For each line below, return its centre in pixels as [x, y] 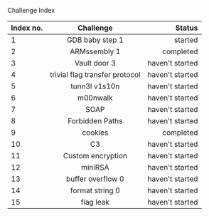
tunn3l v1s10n [95, 86]
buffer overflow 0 [95, 179]
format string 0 [95, 190]
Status [187, 28]
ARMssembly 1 [95, 51]
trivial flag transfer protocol [95, 74]
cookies [95, 133]
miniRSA [95, 167]
